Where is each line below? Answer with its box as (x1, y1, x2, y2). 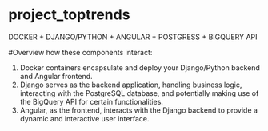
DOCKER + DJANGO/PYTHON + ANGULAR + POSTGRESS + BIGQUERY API (8, 32, 258, 42)
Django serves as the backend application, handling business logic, (19, 80, 242, 89)
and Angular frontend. (19, 71, 94, 81)
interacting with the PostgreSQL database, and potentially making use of (19, 88, 259, 97)
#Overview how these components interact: (8, 47, 153, 57)
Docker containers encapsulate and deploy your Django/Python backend (19, 62, 260, 73)
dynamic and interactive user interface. (19, 113, 150, 123)
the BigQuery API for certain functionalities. (19, 97, 164, 106)
